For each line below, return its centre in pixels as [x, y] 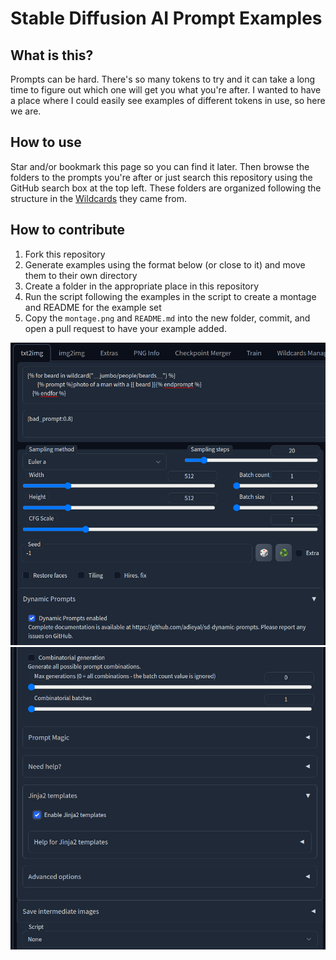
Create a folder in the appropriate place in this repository [142, 286]
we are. [26, 111]
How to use [46, 142]
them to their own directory [81, 275]
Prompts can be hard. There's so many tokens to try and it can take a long [163, 79]
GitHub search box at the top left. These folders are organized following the [166, 188]
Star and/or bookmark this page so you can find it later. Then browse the [160, 166]
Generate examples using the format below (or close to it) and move [165, 264]
